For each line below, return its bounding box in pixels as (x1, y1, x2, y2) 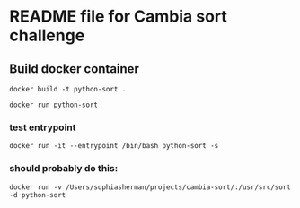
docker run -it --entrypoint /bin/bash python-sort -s (9, 142, 219, 151)
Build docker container (9, 61, 139, 76)
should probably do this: (9, 162, 119, 175)
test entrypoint (9, 121, 76, 134)
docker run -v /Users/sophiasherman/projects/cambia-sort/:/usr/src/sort (9, 182, 292, 192)
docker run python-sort (9, 100, 99, 109)
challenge (9, 25, 85, 46)
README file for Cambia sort (9, 6, 227, 27)
